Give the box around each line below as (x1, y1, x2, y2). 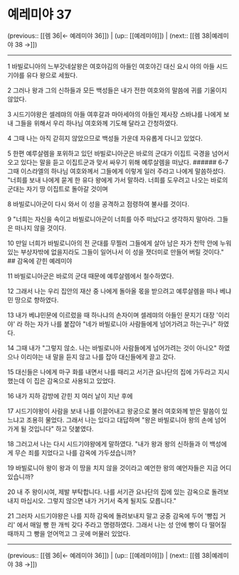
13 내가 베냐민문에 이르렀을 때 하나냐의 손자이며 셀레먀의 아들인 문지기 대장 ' (7, 311, 219, 319)
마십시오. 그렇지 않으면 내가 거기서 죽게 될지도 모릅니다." (20, 496, 176, 505)
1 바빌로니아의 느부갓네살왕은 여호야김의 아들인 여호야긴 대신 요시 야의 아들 (7, 62, 216, 70)
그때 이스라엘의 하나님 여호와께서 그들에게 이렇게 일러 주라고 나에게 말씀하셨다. (7, 166, 226, 175)
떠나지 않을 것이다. (14, 223, 66, 232)
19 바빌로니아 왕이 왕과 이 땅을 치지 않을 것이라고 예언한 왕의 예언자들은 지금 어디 (7, 463, 232, 472)
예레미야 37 (7, 6, 73, 23)
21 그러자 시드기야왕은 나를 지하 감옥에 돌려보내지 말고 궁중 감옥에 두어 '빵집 (7, 511, 218, 520)
